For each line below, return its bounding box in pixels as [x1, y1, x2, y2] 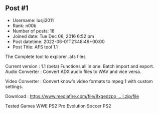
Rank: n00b [12, 22, 37, 28]
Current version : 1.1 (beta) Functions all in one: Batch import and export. [5, 63, 154, 69]
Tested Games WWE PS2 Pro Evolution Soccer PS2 [5, 102, 111, 109]
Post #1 [5, 4, 29, 12]
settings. [5, 83, 24, 89]
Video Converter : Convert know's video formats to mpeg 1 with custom [5, 78, 153, 84]
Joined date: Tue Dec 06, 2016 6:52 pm [12, 33, 94, 39]
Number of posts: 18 [12, 27, 55, 34]
